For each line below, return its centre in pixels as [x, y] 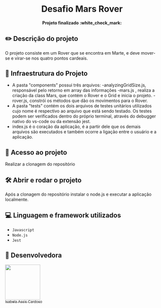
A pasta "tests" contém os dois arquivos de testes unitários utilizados [82, 106]
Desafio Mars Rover [82, 9]
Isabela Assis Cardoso [24, 302]
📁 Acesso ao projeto [36, 152]
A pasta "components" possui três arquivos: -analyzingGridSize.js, [79, 85]
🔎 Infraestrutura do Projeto [46, 73]
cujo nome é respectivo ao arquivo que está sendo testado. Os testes [82, 111]
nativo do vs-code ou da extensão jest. [51, 122]
